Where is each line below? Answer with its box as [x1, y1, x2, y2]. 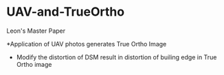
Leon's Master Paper [6, 27, 66, 35]
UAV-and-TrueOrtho [6, 4, 125, 20]
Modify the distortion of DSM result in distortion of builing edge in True [16, 52, 217, 61]
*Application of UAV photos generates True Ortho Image [6, 40, 167, 48]
